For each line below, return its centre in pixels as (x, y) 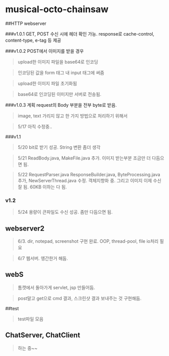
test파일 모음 (30, 319)
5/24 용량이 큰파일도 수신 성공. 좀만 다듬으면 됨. (65, 212)
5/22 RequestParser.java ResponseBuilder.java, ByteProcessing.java (89, 174)
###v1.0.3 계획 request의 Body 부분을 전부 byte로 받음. (61, 105)
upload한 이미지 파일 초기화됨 (47, 83)
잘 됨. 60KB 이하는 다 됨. (42, 187)
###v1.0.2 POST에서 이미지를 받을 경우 (45, 51)
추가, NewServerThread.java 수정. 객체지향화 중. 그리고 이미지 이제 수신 (89, 180)
